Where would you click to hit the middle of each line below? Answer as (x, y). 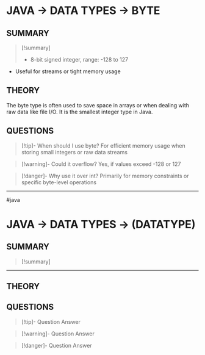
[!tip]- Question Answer (51, 321)
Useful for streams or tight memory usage (68, 71)
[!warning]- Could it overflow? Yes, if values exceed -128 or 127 (101, 164)
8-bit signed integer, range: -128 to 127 (79, 59)
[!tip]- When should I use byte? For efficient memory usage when (103, 145)
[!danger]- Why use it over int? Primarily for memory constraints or (105, 176)
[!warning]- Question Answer (58, 334)
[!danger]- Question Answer (57, 345)
